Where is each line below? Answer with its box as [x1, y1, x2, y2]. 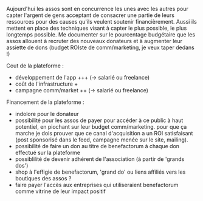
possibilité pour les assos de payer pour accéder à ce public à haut [15, 117, 184, 124]
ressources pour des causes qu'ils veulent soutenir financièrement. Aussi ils [6, 18, 198, 25]
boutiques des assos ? [15, 175, 72, 182]
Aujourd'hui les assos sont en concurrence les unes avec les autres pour [6, 5, 188, 12]
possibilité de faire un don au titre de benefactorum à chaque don [15, 143, 180, 149]
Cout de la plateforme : [6, 62, 64, 69]
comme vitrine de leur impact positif [15, 188, 106, 195]
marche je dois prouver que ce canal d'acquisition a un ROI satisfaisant [15, 130, 193, 137]
